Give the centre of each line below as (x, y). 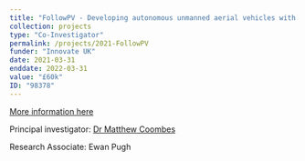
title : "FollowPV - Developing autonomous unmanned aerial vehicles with (153, 18)
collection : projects (51, 26)
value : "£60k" (37, 77)
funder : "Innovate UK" (53, 52)
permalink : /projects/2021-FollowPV (79, 43)
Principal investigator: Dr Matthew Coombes (93, 129)
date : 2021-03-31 (42, 60)
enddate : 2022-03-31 (49, 69)
